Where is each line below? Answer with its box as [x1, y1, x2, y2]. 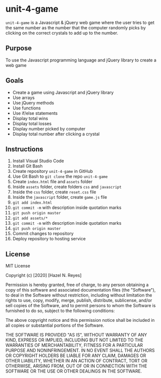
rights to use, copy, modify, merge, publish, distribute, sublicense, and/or [5, 297, 152, 303]
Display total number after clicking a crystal [12, 131, 100, 137]
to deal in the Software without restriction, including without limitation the [5, 292, 152, 298]
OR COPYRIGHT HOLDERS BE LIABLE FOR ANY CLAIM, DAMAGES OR [5, 353, 146, 358]
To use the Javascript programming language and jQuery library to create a [5, 57, 157, 63]
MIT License [5, 263, 31, 269]
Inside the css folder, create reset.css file [12, 189, 96, 195]
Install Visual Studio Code [12, 158, 64, 164]
